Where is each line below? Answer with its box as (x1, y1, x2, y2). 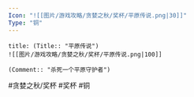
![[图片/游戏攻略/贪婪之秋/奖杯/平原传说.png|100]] (8, 50, 162, 58)
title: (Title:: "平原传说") (8, 42, 99, 50)
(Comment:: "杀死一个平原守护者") (8, 65, 111, 73)
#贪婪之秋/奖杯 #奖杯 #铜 (8, 80, 91, 90)
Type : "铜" (8, 19, 43, 27)
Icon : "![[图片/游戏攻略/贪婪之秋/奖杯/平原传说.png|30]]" (8, 11, 188, 20)
